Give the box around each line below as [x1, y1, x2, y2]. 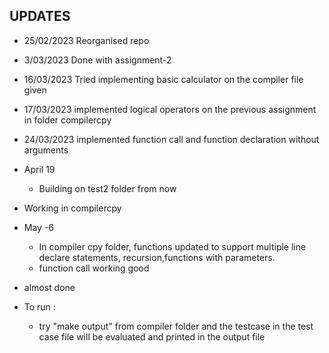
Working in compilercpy [23, 202, 122, 214]
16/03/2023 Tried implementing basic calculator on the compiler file [23, 73, 304, 85]
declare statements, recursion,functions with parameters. [38, 251, 276, 263]
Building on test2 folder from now [38, 182, 177, 194]
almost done [23, 281, 76, 293]
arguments [23, 144, 69, 156]
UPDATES [9, 8, 71, 25]
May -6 [23, 221, 55, 233]
